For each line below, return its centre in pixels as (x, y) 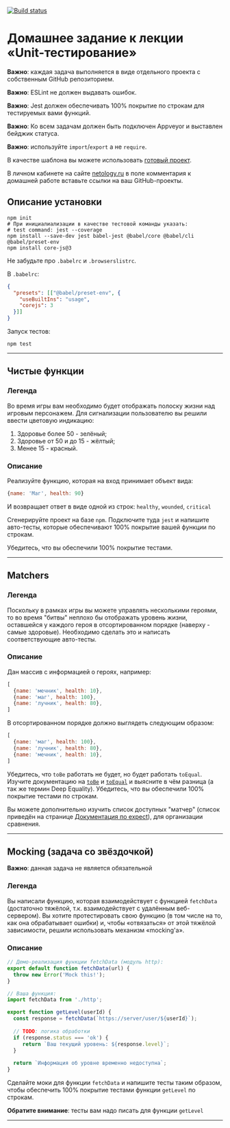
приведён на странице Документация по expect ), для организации (105, 816)
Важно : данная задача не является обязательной (80, 868)
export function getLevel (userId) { (59, 1012)
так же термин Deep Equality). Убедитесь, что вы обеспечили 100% (106, 789)
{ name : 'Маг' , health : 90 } (46, 493)
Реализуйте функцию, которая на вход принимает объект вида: (100, 480)
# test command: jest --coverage (55, 230)
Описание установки (55, 202)
